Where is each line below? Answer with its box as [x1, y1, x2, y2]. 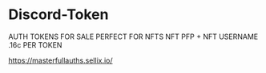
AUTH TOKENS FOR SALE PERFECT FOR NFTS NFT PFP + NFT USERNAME [8, 32, 259, 41]
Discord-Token [8, 6, 109, 24]
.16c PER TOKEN [8, 40, 62, 49]
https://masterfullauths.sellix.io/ [8, 56, 114, 65]
